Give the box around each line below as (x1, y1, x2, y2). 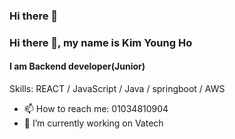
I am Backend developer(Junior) (9, 60, 146, 73)
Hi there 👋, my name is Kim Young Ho (9, 35, 193, 49)
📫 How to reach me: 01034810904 (23, 103, 169, 115)
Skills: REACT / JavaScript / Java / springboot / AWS (9, 83, 226, 95)
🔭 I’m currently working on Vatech (23, 117, 164, 129)
